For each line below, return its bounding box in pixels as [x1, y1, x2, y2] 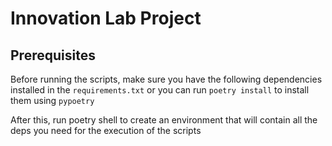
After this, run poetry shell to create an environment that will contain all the [10, 114, 318, 126]
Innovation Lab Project [10, 7, 202, 30]
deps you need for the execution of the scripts [10, 125, 202, 136]
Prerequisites [10, 47, 96, 64]
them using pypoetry [10, 95, 95, 106]
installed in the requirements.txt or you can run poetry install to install [10, 84, 310, 96]
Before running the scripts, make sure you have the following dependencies [10, 73, 323, 85]
